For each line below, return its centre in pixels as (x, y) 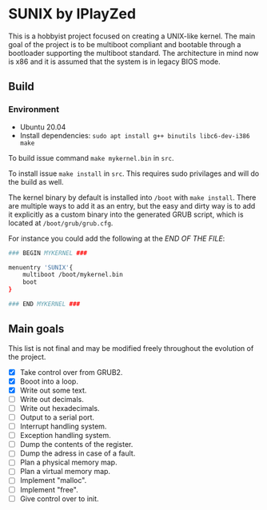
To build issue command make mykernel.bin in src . (91, 157)
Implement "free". (49, 489)
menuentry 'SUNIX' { (41, 267)
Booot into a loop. (49, 381)
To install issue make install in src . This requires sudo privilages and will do (134, 173)
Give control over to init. (59, 498)
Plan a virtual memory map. (65, 472)
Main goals (36, 329)
